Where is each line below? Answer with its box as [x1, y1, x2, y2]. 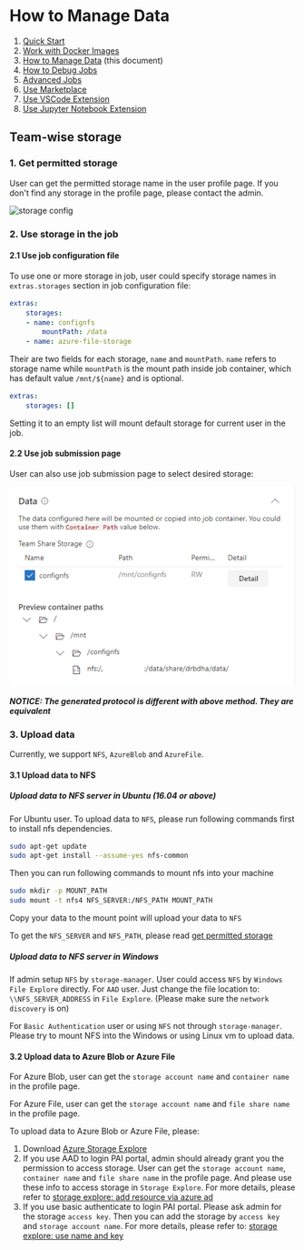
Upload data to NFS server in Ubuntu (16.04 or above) [9, 791, 217, 801]
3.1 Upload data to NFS [9, 770, 96, 781]
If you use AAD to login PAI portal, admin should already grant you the [22, 1153, 284, 1164]
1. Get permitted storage [9, 156, 118, 169]
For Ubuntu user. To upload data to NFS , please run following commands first [9, 813, 295, 824]
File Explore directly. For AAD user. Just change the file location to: [9, 983, 260, 994]
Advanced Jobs [22, 74, 83, 85]
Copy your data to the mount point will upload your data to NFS [9, 912, 242, 923]
